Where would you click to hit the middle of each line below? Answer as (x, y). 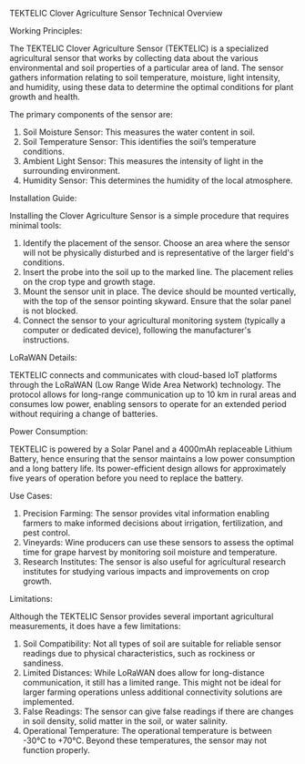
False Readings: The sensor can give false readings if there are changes (158, 711)
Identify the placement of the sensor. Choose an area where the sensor (156, 243)
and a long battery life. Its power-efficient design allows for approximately (148, 469)
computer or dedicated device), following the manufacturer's (137, 330)
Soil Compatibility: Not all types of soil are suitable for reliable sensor (152, 644)
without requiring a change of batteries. (84, 414)
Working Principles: (46, 31)
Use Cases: (31, 496)
